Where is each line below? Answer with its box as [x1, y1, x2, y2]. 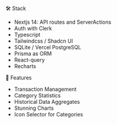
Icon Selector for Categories [14, 111, 83, 117]
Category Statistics [14, 92, 61, 99]
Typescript [14, 31, 41, 38]
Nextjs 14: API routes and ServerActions [14, 18, 112, 26]
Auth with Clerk [14, 25, 53, 31]
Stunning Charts [14, 104, 54, 112]
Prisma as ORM [14, 50, 52, 57]
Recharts [14, 63, 37, 69]
